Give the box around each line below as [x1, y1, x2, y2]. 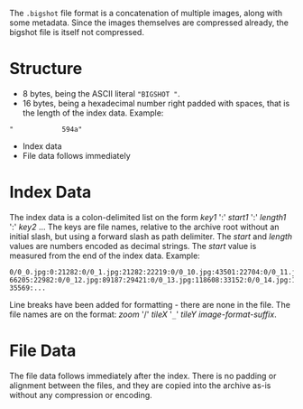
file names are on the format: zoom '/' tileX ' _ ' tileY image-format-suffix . [9, 309, 277, 320]
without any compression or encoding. [9, 389, 153, 400]
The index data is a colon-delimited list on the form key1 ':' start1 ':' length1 [9, 211, 287, 222]
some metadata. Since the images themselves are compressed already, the [9, 17, 289, 28]
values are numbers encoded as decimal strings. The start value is [9, 240, 257, 251]
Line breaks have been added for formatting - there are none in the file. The [9, 299, 291, 310]
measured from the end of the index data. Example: [9, 250, 200, 261]
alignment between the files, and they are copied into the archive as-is [9, 379, 271, 391]
